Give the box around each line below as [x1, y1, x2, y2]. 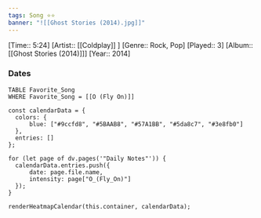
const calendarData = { [8, 107, 86, 114]
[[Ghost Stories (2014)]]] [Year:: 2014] [8, 49, 131, 58]
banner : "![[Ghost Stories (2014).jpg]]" [8, 19, 146, 27]
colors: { [15, 113, 47, 122]
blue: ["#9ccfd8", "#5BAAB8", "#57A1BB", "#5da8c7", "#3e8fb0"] [28, 120, 244, 128]
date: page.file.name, [28, 168, 103, 176]
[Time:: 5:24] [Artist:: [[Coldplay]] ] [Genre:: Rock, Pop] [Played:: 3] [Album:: [8, 40, 253, 49]
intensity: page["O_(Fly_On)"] [28, 175, 132, 183]
